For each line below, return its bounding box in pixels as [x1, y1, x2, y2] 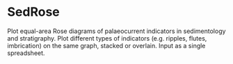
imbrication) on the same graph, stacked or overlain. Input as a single [7, 41, 206, 50]
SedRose [7, 4, 61, 20]
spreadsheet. [7, 49, 45, 57]
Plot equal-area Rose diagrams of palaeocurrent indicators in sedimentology [7, 27, 226, 35]
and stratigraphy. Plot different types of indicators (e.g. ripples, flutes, [7, 34, 207, 42]
